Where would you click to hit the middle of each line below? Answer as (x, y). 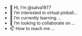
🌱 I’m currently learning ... (35, 18)
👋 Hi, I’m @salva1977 (30, 8)
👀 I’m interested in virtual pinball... (43, 13)
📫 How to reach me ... (32, 28)
